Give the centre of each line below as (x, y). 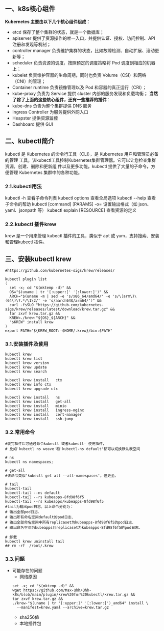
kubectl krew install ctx (34, 380)
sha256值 (29, 617)
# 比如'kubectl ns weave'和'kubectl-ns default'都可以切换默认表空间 (73, 449)
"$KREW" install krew (32, 322)
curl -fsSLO (22, 305)
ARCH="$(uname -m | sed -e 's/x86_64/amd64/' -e (60, 296)
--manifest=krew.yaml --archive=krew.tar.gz (63, 607)
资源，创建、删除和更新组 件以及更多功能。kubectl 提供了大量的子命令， (78, 166)
